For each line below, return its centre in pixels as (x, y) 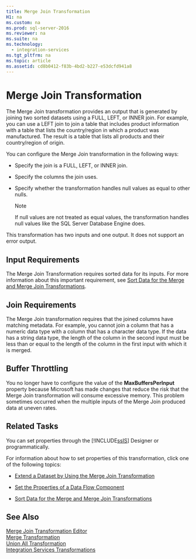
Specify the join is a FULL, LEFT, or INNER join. (71, 166)
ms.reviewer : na (26, 34)
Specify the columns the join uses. (56, 177)
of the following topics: (34, 464)
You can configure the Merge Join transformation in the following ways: (92, 154)
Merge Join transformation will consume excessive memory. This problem (95, 395)
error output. (21, 241)
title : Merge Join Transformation (48, 11)
